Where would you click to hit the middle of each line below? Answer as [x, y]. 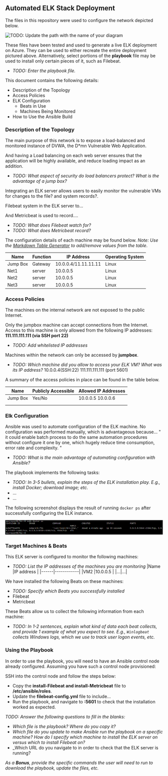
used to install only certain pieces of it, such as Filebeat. [63, 61]
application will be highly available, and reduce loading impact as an [75, 161]
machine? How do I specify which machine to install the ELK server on [85, 737]
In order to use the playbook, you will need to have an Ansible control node [82, 661]
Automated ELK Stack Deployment [60, 8]
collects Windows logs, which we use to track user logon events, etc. [83, 637]
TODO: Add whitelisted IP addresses [50, 345]
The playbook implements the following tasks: [52, 473]
